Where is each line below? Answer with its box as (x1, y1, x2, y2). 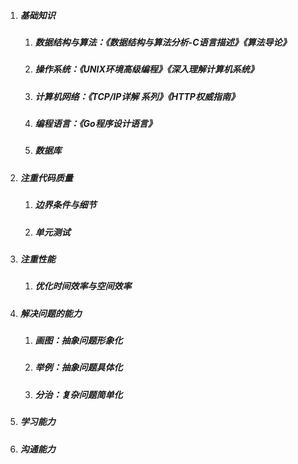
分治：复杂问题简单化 (34, 388, 123, 400)
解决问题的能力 (19, 307, 82, 319)
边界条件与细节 (34, 199, 97, 211)
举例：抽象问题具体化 (34, 361, 123, 374)
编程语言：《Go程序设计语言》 (34, 118, 157, 130)
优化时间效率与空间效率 (34, 280, 132, 292)
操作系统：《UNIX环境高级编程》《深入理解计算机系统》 (34, 63, 259, 75)
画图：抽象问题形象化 (34, 335, 123, 347)
